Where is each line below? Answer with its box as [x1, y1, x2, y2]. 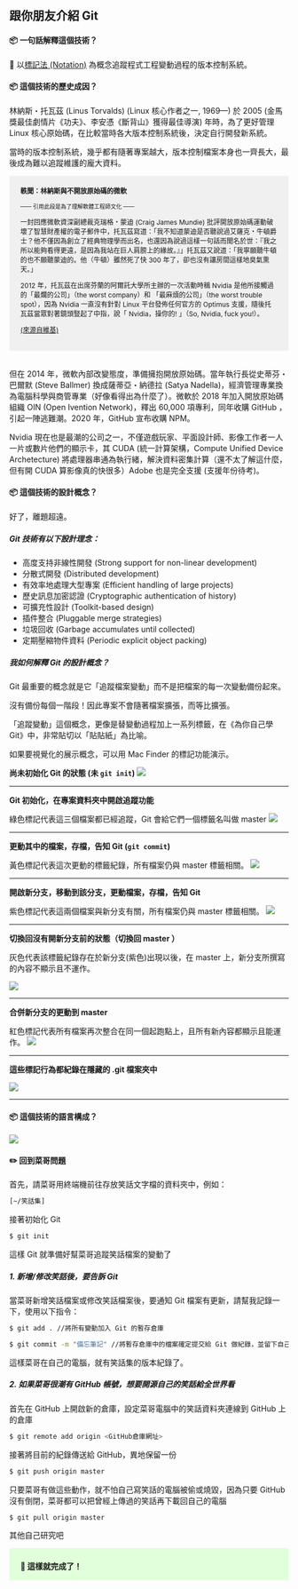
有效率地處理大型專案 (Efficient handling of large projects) [21, 579, 234, 590]
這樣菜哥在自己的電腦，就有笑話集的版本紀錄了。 [9, 1357, 188, 1368]
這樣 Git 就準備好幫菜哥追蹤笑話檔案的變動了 [9, 1249, 172, 1259]
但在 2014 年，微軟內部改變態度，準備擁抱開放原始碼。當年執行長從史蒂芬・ [9, 368, 288, 379]
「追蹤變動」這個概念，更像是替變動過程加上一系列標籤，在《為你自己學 [9, 719, 273, 729]
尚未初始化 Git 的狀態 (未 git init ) [9, 767, 136, 778]
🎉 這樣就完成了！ [20, 1561, 82, 1572]
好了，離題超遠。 [9, 512, 72, 521]
